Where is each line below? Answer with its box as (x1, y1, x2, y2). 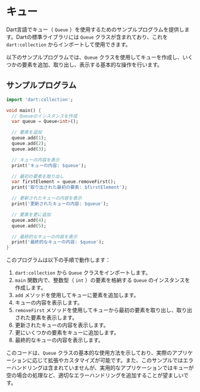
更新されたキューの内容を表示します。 (14, 321, 109, 329)
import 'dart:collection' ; (6, 97, 73, 102)
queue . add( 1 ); (11, 135, 47, 141)
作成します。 (14, 284, 47, 291)
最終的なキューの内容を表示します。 (14, 336, 104, 344)
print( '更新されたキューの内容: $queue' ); (11, 201, 109, 207)
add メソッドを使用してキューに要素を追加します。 (14, 291, 139, 299)
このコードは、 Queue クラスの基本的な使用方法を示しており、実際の (6, 349, 173, 357)
